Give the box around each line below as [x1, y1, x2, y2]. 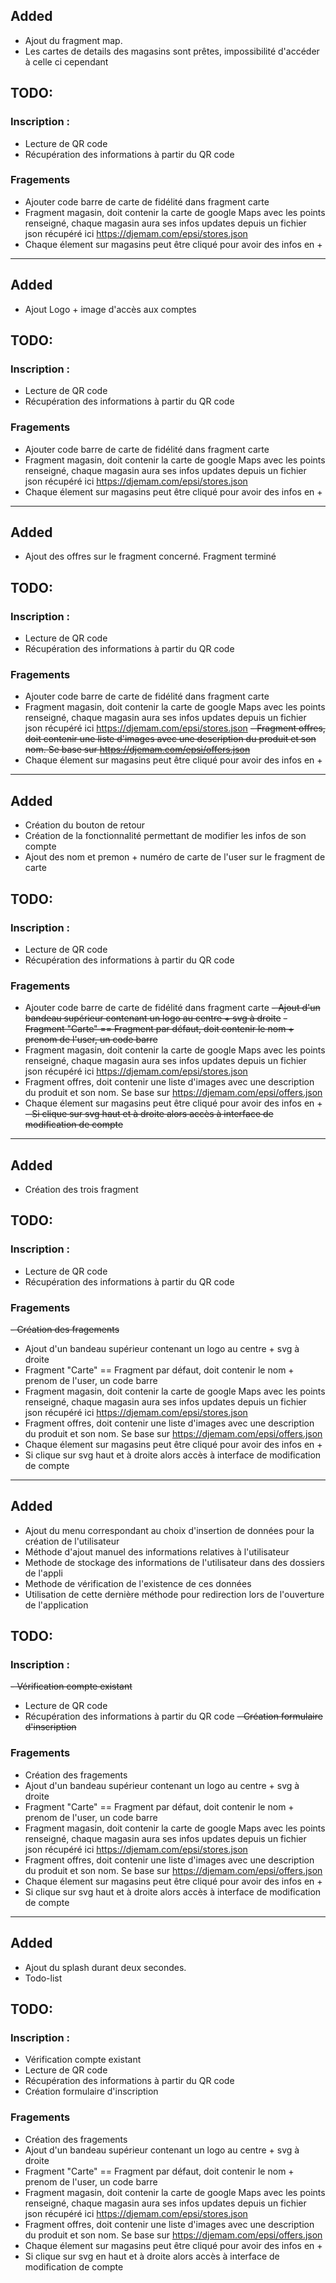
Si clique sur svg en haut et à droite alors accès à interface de [24, 2250, 280, 2262]
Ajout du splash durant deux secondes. [24, 1961, 187, 1973]
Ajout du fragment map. [24, 34, 123, 46]
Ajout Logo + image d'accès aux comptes [24, 303, 197, 315]
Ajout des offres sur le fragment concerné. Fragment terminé [24, 550, 277, 563]
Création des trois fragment [24, 1184, 139, 1195]
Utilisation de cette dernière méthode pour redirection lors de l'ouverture [24, 1588, 325, 1600]
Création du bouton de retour [24, 819, 146, 831]
